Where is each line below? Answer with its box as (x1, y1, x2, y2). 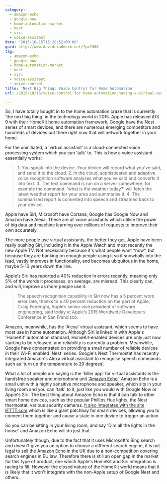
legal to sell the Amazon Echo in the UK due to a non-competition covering (5, 448, 158, 454)
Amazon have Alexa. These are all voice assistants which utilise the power (5, 217, 158, 223)
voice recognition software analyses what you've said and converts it (17, 175, 160, 182)
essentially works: (5, 155, 42, 161)
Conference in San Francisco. (17, 314, 79, 320)
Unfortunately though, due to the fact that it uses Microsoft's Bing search (5, 437, 155, 443)
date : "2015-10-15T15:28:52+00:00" (5, 40, 79, 45)
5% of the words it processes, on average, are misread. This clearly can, (5, 278, 154, 284)
